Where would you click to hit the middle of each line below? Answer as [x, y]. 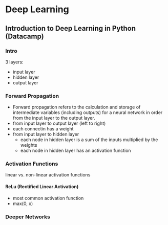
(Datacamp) [25, 36]
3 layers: [15, 62]
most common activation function [48, 198]
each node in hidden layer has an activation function [76, 151]
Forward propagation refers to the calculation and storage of [77, 107]
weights [29, 145]
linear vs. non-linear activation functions [48, 175]
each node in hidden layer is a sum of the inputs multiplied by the [89, 140]
